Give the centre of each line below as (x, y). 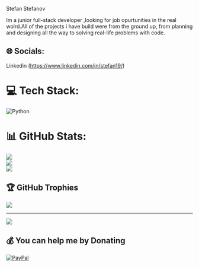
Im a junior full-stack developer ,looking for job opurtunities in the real (91, 20)
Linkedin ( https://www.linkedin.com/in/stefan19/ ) (65, 65)
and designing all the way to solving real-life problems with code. (86, 33)
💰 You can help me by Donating (66, 241)
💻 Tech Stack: (43, 91)
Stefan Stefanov (26, 9)
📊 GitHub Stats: (46, 136)
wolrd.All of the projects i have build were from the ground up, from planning (99, 26)
